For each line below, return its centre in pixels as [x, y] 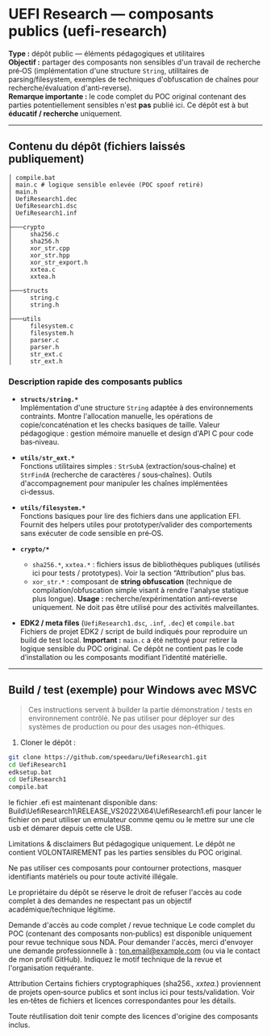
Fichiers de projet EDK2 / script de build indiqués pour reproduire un [133, 632]
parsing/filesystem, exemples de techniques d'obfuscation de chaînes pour [134, 79]
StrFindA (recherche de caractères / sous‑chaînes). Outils [116, 475]
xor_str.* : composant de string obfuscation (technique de [132, 582]
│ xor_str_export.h [48, 262]
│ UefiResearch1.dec [43, 198]
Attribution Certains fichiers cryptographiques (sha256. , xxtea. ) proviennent [135, 984]
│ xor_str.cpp [39, 248]
